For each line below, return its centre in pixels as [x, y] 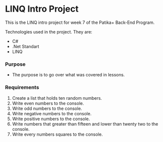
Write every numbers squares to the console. [57, 134]
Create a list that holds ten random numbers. [57, 98]
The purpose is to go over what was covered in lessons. [68, 75]
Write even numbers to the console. [48, 103]
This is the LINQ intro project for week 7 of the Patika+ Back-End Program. [80, 22]
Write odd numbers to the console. [47, 108]
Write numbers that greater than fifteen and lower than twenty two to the [85, 124]
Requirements [22, 88]
